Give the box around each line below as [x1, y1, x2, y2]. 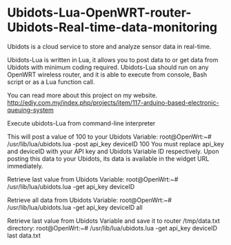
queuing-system [7, 106, 54, 114]
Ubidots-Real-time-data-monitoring [7, 19, 218, 35]
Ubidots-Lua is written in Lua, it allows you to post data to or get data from [7, 55, 219, 63]
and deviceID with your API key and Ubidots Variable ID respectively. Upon [7, 147, 219, 155]
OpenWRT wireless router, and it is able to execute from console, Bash [7, 70, 208, 79]
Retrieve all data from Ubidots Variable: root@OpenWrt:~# [7, 195, 172, 204]
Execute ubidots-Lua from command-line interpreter [7, 119, 156, 127]
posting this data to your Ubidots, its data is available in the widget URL [7, 154, 210, 163]
